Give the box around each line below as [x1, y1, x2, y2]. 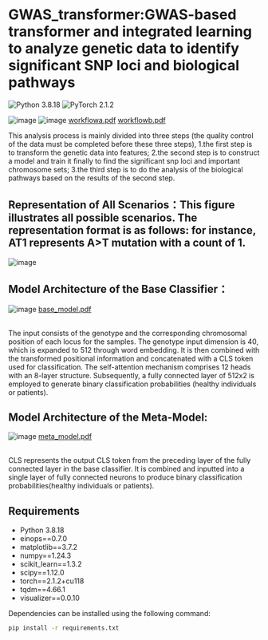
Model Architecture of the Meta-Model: [8, 410, 208, 424]
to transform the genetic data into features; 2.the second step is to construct [8, 148, 260, 157]
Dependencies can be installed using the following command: [8, 609, 211, 618]
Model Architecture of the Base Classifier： [8, 282, 229, 296]
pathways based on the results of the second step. [8, 173, 175, 183]
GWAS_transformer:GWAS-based [8, 6, 237, 24]
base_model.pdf [38, 304, 92, 314]
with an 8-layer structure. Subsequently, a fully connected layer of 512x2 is [8, 370, 255, 380]
